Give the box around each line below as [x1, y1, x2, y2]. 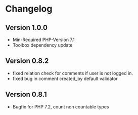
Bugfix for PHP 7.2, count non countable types [12, 103, 109, 109]
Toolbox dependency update [12, 42, 73, 48]
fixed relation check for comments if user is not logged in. [12, 70, 133, 76]
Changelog [5, 3, 53, 15]
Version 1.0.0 [5, 23, 48, 32]
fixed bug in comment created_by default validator [12, 75, 118, 82]
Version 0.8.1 [5, 90, 47, 99]
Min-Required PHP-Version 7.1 [12, 36, 75, 43]
